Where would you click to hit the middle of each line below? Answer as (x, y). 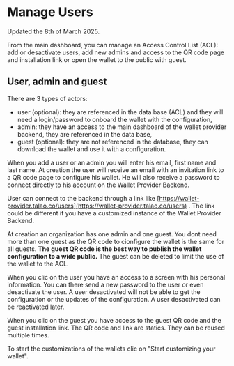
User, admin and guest (57, 82)
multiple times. (28, 335)
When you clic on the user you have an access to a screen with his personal (116, 277)
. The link (202, 206)
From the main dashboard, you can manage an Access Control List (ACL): (112, 45)
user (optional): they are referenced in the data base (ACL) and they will (120, 112)
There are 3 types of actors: (47, 98)
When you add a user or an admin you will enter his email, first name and (112, 162)
